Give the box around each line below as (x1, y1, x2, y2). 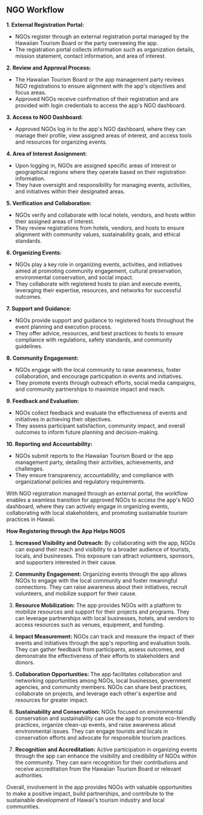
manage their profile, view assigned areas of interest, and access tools (15, 131, 192, 139)
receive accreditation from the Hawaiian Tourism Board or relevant (15, 765, 182, 772)
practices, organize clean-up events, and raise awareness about (15, 721, 176, 728)
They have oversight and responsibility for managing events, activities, (15, 181, 192, 188)
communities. (6, 803, 41, 810)
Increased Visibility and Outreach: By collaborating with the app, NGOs (15, 539, 196, 547)
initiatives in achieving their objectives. (15, 415, 112, 422)
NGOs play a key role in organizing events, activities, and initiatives (15, 261, 183, 268)
